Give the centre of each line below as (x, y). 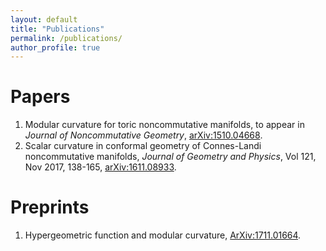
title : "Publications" (57, 29)
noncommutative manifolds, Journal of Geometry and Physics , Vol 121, (170, 157)
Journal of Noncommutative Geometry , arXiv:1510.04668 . (143, 135)
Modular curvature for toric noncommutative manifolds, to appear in (164, 125)
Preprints (50, 207)
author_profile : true (55, 47)
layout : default (44, 19)
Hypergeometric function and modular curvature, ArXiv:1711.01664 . (163, 235)
